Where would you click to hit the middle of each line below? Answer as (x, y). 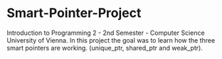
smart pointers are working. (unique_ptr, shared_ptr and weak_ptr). (105, 48)
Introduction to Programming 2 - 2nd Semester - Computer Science (106, 33)
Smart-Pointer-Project (74, 13)
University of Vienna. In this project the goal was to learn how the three (111, 40)
